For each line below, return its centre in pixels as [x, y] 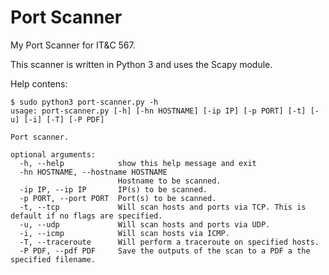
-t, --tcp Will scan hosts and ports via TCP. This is [163, 207]
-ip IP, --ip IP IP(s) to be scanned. [113, 189]
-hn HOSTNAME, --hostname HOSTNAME [93, 172]
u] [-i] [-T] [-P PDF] [57, 119]
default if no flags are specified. [86, 216]
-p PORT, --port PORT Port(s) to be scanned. [118, 198]
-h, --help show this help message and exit [138, 163]
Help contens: [39, 83]
